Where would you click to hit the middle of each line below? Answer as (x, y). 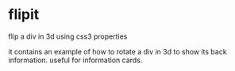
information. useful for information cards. (75, 60)
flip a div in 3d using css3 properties (68, 36)
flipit (24, 15)
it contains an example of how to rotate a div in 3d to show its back (118, 51)
